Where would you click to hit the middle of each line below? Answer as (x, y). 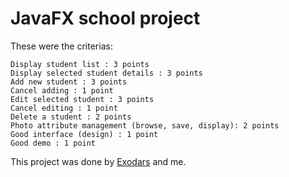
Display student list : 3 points (80, 64)
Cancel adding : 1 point (62, 90)
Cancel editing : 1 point (64, 108)
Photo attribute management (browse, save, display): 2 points (145, 125)
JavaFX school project (105, 18)
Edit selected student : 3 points (82, 99)
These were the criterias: (61, 46)
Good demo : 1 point (53, 143)
